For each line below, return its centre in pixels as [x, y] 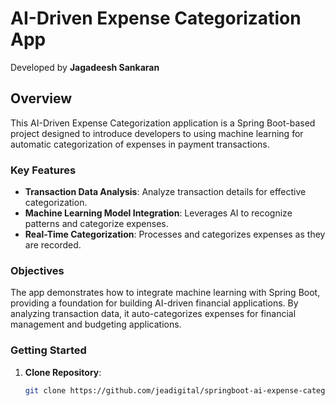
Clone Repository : [63, 372]
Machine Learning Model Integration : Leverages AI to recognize [158, 213]
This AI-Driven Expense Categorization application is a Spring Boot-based [163, 123]
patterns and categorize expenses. [96, 224]
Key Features [43, 170]
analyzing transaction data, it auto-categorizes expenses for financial [153, 314]
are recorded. [53, 245]
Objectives [37, 270]
